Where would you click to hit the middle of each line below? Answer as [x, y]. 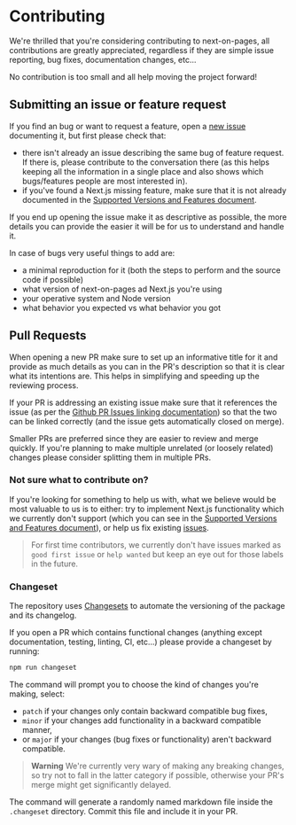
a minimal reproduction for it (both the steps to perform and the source [151, 270]
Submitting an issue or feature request [118, 105]
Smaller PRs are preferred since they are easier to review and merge [134, 438]
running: [24, 651]
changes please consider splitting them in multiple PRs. [110, 457]
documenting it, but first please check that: [88, 136]
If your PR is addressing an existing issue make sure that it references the [143, 402]
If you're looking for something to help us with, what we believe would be [143, 499]
